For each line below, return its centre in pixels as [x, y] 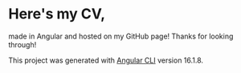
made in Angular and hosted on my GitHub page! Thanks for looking [121, 36]
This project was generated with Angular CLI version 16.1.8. [106, 60]
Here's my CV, [57, 14]
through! [22, 44]
